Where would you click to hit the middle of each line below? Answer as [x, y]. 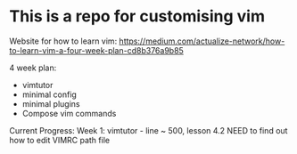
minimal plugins [51, 103]
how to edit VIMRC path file [59, 140]
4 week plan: [33, 68]
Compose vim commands [69, 113]
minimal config [49, 94]
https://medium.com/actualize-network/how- [202, 41]
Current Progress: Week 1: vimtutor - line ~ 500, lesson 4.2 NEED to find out [148, 130]
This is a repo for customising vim [137, 16]
